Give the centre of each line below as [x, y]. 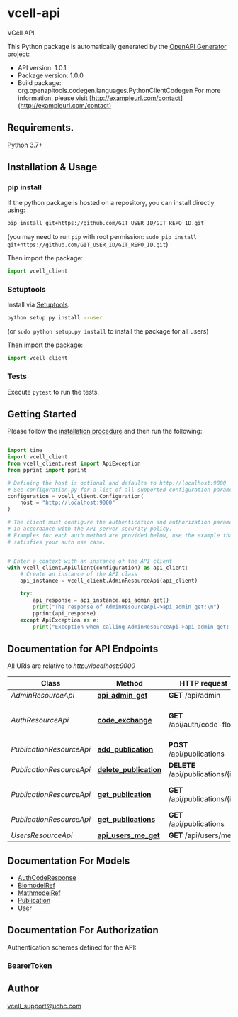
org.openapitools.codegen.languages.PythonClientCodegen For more [119, 90]
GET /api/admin [195, 696]
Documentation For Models [69, 861]
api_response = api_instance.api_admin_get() [101, 600]
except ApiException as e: [60, 620]
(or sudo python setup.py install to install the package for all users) [108, 331]
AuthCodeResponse [47, 878]
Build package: [39, 82]
